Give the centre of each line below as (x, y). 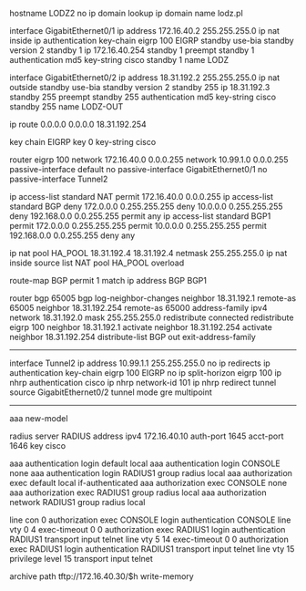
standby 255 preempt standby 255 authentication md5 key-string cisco (143, 97)
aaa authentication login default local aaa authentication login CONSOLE (145, 463)
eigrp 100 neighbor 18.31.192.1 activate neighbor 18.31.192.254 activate (141, 327)
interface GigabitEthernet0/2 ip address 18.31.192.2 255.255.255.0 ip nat (145, 78)
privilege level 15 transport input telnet (81, 559)
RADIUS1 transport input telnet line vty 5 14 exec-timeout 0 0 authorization (149, 539)
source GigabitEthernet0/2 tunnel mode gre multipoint (111, 392)
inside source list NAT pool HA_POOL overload (97, 263)
